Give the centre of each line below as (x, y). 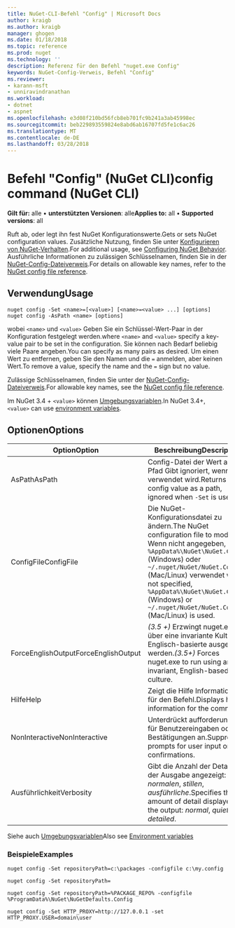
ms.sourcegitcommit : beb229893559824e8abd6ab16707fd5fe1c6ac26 (101, 125)
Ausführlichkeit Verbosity (51, 792)
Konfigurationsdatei (180, 517)
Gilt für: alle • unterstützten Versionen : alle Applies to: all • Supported (111, 213)
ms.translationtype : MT (42, 131)
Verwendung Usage (50, 294)
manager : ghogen (31, 33)
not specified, (170, 584)
